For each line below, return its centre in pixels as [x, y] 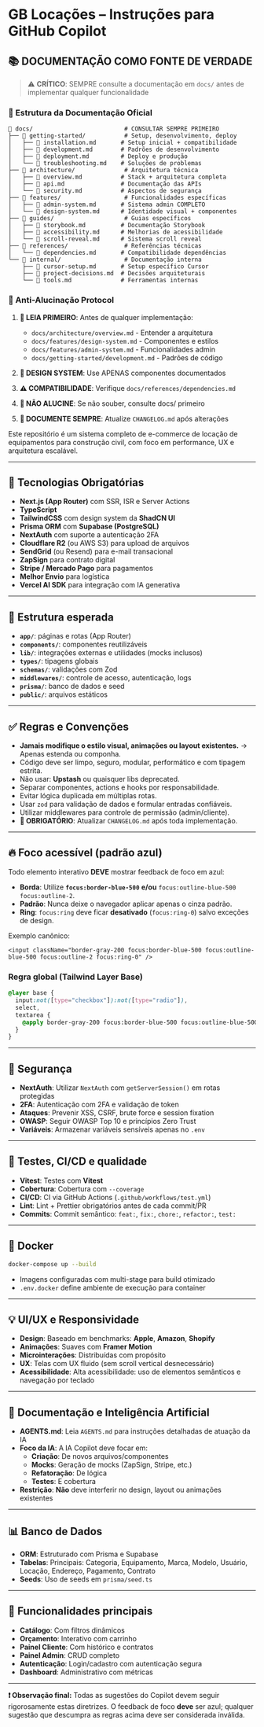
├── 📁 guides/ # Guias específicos [100, 219]
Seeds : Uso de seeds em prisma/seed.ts [86, 1579]
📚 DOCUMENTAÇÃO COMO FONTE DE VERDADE [130, 61]
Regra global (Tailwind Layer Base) [75, 977]
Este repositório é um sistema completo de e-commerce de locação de [123, 433]
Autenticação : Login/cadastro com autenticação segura [111, 1663]
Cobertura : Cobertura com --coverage [82, 1188]
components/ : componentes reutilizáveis [83, 644]
